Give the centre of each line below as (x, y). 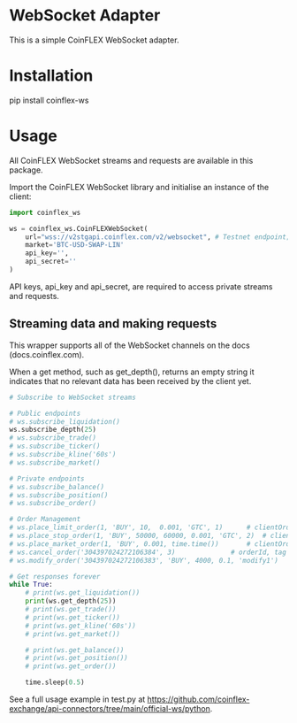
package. (26, 170)
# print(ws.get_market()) (73, 634)
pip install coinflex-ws (49, 100)
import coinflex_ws (45, 212)
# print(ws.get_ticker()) (73, 617)
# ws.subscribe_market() (55, 462)
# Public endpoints (45, 413)
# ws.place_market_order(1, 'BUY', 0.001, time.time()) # (130, 544)
